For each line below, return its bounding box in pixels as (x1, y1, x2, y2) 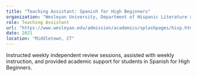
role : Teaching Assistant (6, 19, 69, 25)
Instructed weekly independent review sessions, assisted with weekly (6, 52, 175, 58)
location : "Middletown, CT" (6, 36, 75, 41)
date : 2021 (6, 30, 33, 36)
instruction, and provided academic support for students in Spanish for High (6, 58, 190, 65)
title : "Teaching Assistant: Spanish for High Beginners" (6, 8, 151, 15)
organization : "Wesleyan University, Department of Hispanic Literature (6, 14, 188, 20)
